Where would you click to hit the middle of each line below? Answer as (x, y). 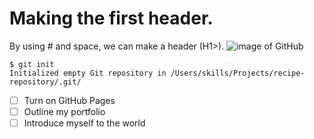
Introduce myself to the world (84, 123)
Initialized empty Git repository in (88, 73)
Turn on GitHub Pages (69, 100)
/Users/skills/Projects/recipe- (238, 73)
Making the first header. (111, 18)
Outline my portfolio (64, 111)
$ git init (32, 64)
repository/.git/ (45, 82)
